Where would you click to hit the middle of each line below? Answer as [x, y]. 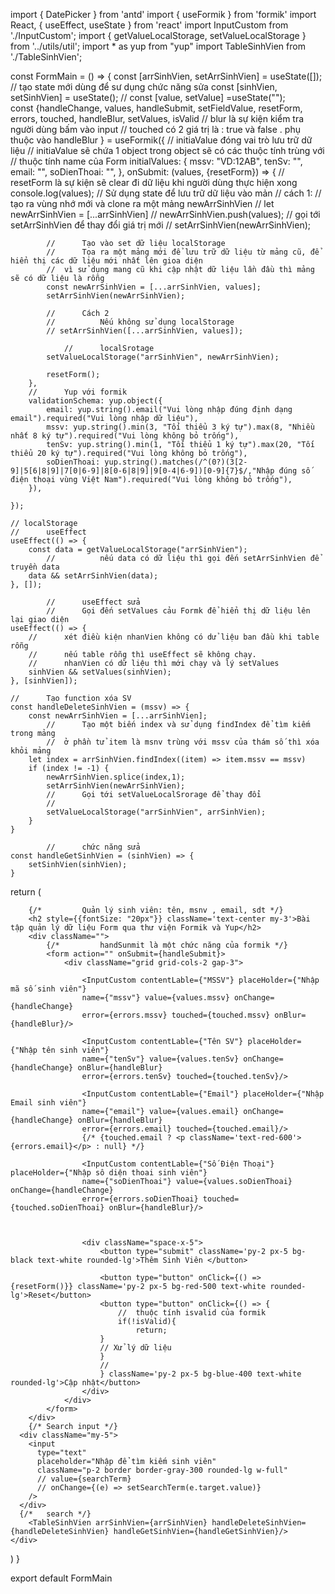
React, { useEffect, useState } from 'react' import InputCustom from [149, 25]
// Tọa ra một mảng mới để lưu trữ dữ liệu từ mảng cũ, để [183, 252]
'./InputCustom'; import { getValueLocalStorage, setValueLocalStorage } [158, 35]
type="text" [61, 1453]
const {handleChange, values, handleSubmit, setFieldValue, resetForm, [156, 108]
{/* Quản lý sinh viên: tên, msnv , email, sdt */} [156, 910]
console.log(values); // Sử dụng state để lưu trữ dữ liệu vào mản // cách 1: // [166, 193]
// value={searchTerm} [84, 1479]
